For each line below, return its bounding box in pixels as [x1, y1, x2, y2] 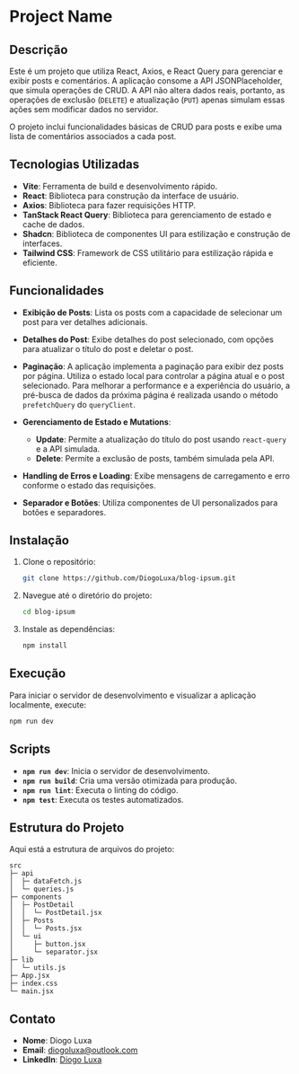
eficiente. [22, 257, 57, 268]
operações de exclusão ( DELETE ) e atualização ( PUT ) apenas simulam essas [9, 94, 286, 105]
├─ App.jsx [9, 972, 50, 981]
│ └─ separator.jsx [9, 947, 99, 957]
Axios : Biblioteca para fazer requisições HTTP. [22, 199, 196, 210]
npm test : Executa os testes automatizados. [22, 794, 184, 805]
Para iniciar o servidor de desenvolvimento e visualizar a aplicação [9, 690, 257, 700]
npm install [22, 641, 67, 650]
